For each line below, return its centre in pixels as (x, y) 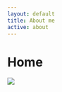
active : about (28, 27)
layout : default (31, 14)
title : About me (31, 21)
